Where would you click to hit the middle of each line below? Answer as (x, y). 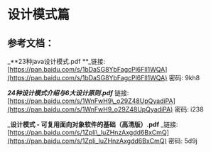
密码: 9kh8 (184, 78)
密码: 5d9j (183, 141)
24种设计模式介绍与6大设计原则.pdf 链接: (68, 93)
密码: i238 (189, 109)
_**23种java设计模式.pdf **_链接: (56, 61)
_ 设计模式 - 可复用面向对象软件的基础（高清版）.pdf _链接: (93, 124)
